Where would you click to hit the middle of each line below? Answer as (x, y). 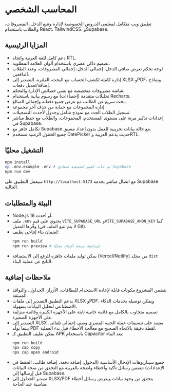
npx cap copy (26, 348)
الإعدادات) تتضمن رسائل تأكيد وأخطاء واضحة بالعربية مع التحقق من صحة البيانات (88, 368)
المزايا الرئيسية (26, 45)
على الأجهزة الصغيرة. (32, 317)
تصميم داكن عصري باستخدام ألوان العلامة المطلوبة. (61, 63)
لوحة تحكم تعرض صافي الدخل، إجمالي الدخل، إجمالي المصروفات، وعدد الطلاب (88, 68)
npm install (17, 162)
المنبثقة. (20, 295)
